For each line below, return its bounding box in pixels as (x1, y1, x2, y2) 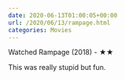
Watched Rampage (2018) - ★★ (8, 48, 114, 57)
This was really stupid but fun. (8, 63, 106, 72)
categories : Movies (8, 26, 72, 34)
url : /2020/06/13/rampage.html (8, 19, 111, 27)
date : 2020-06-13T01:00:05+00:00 (8, 11, 118, 20)
